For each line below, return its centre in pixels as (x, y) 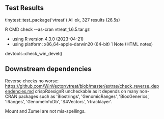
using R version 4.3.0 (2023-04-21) (48, 39)
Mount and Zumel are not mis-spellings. (45, 111)
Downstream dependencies (48, 69)
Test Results (25, 8)
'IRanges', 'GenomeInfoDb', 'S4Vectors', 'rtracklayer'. (59, 101)
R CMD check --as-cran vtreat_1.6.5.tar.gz (47, 29)
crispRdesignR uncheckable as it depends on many (87, 91)
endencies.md (20, 91)
